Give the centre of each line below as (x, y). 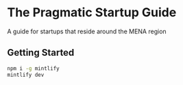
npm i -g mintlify (33, 68)
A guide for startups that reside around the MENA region (87, 31)
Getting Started (41, 53)
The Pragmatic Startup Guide (92, 13)
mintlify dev (26, 75)
